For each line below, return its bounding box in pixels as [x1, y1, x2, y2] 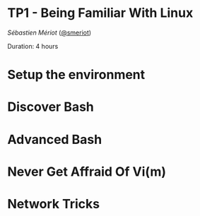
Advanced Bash [7, 131, 102, 148]
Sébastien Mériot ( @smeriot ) [7, 28, 92, 37]
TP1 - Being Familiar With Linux [7, 5, 194, 21]
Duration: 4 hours [7, 42, 59, 50]
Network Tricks [7, 196, 100, 212]
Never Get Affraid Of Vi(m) [7, 164, 167, 179]
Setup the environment [7, 67, 146, 83]
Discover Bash [7, 99, 94, 115]
